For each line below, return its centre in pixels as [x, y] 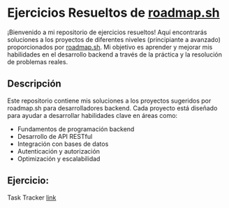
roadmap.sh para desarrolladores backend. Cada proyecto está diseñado [112, 108]
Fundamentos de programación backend [76, 129]
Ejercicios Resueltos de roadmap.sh [113, 13]
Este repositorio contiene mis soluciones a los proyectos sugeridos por [109, 101]
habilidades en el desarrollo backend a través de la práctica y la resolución [114, 54]
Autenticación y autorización [58, 151]
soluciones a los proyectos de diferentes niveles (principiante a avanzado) [114, 39]
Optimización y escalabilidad [59, 158]
